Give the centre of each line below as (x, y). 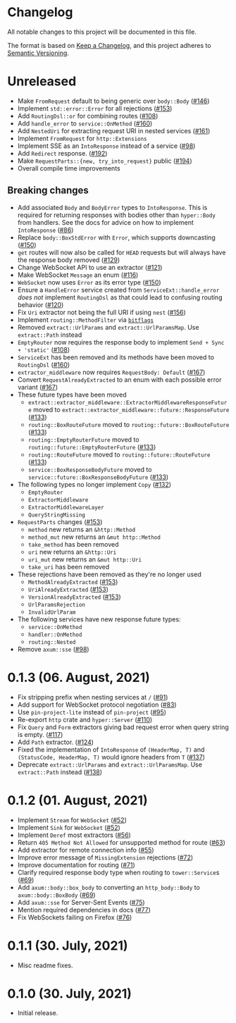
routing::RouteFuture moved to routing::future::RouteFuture (119, 454)
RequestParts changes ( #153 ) (60, 521)
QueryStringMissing (57, 515)
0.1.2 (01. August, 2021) (77, 800)
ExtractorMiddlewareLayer (66, 507)
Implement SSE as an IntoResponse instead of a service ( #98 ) (106, 146)
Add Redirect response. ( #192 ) (62, 153)
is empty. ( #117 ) (40, 734)
